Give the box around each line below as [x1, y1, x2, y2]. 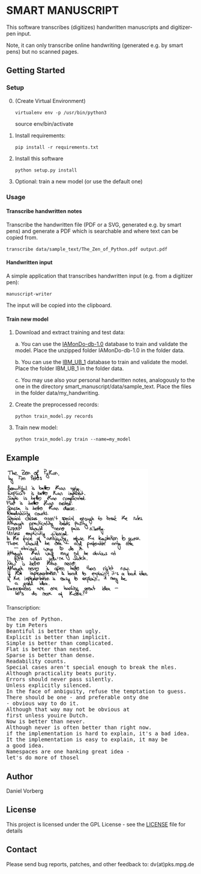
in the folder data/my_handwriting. [14, 389, 100, 397]
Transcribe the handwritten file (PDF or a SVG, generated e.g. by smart [6, 221, 182, 228]
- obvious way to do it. [6, 700, 79, 707]
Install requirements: [14, 132, 66, 139]
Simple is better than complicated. [6, 640, 114, 647]
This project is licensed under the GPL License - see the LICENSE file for [6, 820, 186, 828]
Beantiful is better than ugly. [6, 628, 101, 635]
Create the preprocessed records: [14, 401, 99, 408]
